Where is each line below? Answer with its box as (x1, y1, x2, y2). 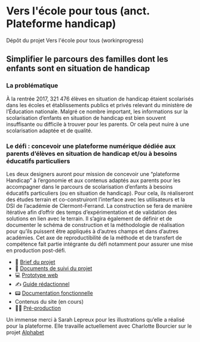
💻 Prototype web (14, 271, 59, 279)
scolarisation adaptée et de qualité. (6, 127, 93, 134)
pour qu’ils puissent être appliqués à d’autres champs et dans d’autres (6, 228, 179, 235)
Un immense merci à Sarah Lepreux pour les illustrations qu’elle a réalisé (6, 316, 185, 323)
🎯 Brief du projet (14, 258, 56, 265)
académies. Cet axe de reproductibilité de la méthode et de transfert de (6, 234, 182, 241)
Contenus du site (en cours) (14, 298, 84, 305)
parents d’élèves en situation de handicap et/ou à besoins (6, 149, 177, 158)
